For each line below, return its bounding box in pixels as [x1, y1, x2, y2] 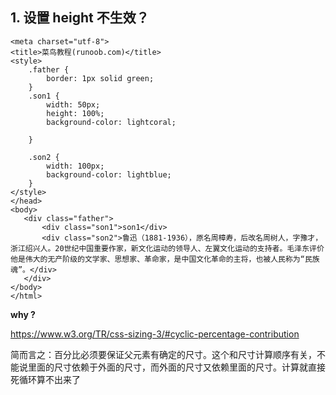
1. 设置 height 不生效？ [10, 9, 150, 27]
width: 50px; [46, 99, 101, 110]
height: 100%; [46, 108, 105, 118]
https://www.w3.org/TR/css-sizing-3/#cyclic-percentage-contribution [10, 328, 300, 340]
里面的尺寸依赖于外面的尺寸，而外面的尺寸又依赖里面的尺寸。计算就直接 [27, 361, 326, 373]
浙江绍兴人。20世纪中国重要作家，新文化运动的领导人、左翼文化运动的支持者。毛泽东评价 [10, 243, 325, 253]
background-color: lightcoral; [46, 117, 177, 127]
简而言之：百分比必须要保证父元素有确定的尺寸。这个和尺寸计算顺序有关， [10, 348, 317, 360]
